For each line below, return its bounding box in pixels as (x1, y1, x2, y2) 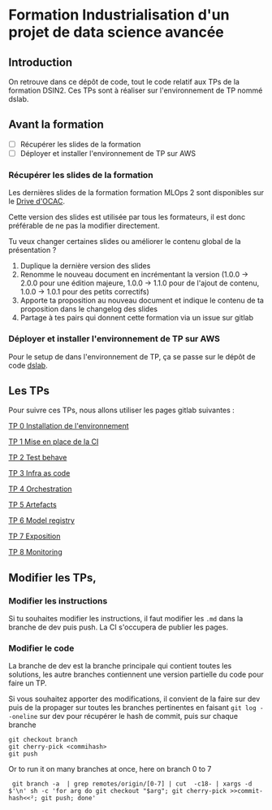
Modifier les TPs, (8, 571, 97, 585)
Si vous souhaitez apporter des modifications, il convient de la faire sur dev (8, 694, 261, 704)
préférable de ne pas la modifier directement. (8, 221, 160, 231)
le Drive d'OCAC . (8, 197, 65, 207)
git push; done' (41, 795, 96, 803)
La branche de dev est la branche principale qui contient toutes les (8, 661, 232, 671)
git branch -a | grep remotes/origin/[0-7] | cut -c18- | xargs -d (11, 780, 253, 788)
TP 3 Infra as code (8, 468, 71, 478)
